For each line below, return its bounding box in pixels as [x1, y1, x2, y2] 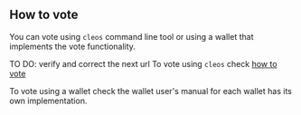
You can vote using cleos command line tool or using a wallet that [9, 31, 254, 42]
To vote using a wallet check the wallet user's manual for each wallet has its [9, 85, 292, 96]
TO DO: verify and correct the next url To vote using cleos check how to [9, 58, 277, 69]
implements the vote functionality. [9, 41, 136, 52]
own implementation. [9, 95, 88, 106]
